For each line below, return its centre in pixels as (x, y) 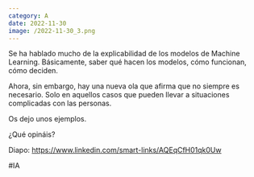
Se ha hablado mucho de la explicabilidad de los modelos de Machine (124, 54)
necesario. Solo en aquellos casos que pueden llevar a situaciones (119, 95)
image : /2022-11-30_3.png (52, 31)
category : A (28, 16)
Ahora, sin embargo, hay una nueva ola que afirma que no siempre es (124, 86)
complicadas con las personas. (60, 103)
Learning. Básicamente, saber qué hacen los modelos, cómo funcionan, (128, 62)
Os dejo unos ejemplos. (48, 119)
